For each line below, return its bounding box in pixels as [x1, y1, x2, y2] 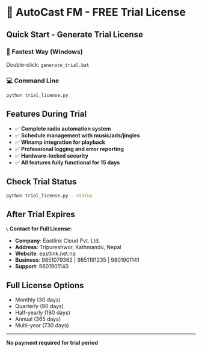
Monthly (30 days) [14, 296, 61, 303]
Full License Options [6, 280, 84, 291]
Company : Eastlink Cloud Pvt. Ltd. [14, 237, 100, 244]
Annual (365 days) [14, 315, 61, 323]
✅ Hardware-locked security [14, 152, 89, 159]
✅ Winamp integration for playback [14, 138, 105, 146]
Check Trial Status [6, 177, 77, 187]
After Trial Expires [6, 209, 75, 219]
